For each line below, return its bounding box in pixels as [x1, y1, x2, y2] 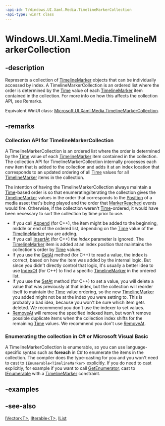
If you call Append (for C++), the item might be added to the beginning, [12, 220, 158, 226]
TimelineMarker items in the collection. [5, 174, 84, 180]
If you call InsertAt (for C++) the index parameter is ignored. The [12, 236, 144, 242]
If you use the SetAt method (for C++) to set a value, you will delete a [12, 278, 154, 284]
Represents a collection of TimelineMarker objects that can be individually [5, 77, 157, 83]
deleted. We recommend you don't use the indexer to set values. [12, 305, 145, 311]
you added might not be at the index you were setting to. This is [12, 294, 143, 300]
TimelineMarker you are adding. [12, 231, 78, 237]
